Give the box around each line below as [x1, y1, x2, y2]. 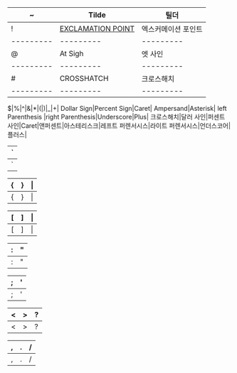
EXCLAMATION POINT [59, 24, 135, 33]
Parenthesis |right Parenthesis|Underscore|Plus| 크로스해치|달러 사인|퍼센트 [7, 113, 226, 121]
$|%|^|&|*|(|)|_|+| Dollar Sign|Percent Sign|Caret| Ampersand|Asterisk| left [7, 104, 227, 112]
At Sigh [59, 49, 84, 58]
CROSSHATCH [59, 74, 109, 83]
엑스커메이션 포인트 [141, 24, 203, 34]
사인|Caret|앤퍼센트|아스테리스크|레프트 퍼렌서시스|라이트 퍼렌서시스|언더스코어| [7, 121, 231, 130]
